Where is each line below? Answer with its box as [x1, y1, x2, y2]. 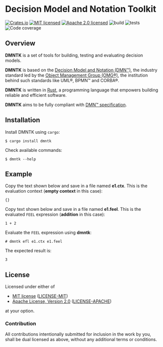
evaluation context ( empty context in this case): [5, 188, 103, 194]
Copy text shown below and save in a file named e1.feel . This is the [5, 206, 141, 212]
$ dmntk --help [5, 156, 36, 162]
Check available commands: [5, 147, 62, 153]
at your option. [5, 308, 35, 314]
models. [5, 58, 22, 63]
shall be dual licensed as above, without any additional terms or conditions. [5, 337, 157, 343]
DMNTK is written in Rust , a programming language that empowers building [5, 87, 159, 93]
